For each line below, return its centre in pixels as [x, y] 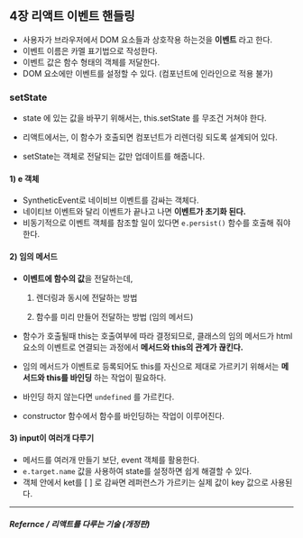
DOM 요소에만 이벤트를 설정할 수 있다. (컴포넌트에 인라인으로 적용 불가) [147, 73]
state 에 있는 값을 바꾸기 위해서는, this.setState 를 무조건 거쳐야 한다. [145, 118]
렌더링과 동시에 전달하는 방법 [87, 297]
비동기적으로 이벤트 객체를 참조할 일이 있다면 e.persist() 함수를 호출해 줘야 [156, 223]
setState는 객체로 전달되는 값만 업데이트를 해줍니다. [114, 157]
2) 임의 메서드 [34, 256]
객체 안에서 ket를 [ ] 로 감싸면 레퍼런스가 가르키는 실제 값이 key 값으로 [145, 482]
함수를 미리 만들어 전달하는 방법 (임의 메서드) [115, 316]
